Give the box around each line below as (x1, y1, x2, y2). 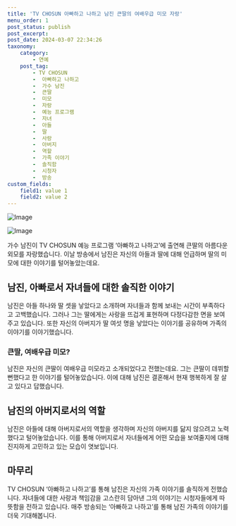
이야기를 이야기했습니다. (7, 327, 74, 336)
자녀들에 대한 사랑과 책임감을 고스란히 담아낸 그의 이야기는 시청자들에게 (22, 494, 218, 502)
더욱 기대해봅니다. (7, 511, 57, 520)
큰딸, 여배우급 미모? (7, 346, 70, 356)
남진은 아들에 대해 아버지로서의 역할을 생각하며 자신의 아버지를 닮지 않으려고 (7, 425, 216, 433)
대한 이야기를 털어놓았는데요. (20, 258, 100, 268)
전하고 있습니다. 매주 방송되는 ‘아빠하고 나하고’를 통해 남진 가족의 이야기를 (25, 502, 229, 511)
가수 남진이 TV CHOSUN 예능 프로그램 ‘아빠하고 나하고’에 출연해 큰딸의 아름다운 (7, 241, 228, 250)
